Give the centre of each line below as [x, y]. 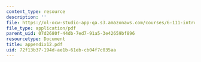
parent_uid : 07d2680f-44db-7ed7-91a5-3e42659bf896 [71, 34]
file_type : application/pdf [41, 28]
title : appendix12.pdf [34, 45]
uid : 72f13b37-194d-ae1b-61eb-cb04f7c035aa [61, 50]
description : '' [26, 17]
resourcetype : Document [36, 39]
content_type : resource [36, 12]
